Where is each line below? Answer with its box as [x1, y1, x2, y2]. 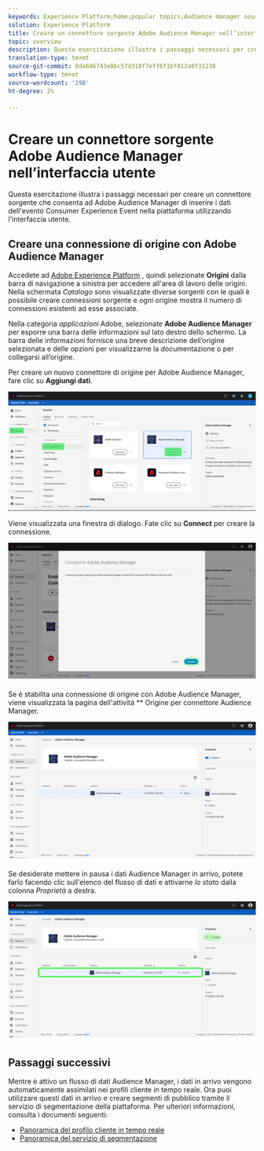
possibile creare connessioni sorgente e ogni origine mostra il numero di [8, 295, 242, 305]
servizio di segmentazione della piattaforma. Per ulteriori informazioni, [8, 1102, 236, 1111]
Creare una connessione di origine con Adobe [8, 237, 237, 250]
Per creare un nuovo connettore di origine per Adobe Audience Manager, [8, 367, 245, 377]
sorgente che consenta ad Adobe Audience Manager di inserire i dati [8, 198, 232, 207]
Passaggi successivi [8, 1056, 112, 1069]
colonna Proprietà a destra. [8, 886, 97, 895]
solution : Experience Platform [8, 20, 111, 29]
